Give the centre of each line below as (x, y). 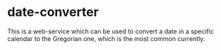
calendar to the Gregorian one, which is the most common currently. (106, 38)
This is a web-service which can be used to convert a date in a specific (111, 31)
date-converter (53, 12)
